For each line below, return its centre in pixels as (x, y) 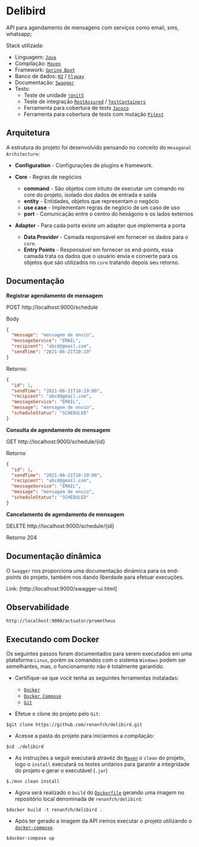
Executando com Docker (53, 639)
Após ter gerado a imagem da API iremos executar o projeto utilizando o (103, 821)
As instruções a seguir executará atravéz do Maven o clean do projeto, (100, 758)
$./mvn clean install (33, 782)
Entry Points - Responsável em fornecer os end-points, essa (98, 250)
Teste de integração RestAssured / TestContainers (85, 101)
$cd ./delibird (25, 747)
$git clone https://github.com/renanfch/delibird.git (74, 725)
